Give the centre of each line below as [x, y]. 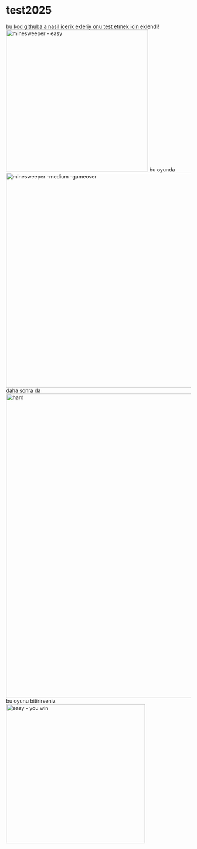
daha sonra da [23, 390]
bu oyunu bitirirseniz [31, 701]
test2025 [29, 10]
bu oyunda [162, 169]
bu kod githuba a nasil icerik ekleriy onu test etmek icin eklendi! [83, 26]
